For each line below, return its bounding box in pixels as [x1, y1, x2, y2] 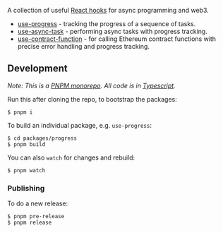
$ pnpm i [7, 109, 33, 116]
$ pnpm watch [7, 167, 46, 174]
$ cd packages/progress [7, 134, 78, 142]
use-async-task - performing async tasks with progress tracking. [17, 28, 208, 35]
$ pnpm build [7, 141, 46, 148]
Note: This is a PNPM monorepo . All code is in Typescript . [7, 81, 176, 90]
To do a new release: [7, 199, 68, 208]
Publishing [7, 183, 45, 193]
